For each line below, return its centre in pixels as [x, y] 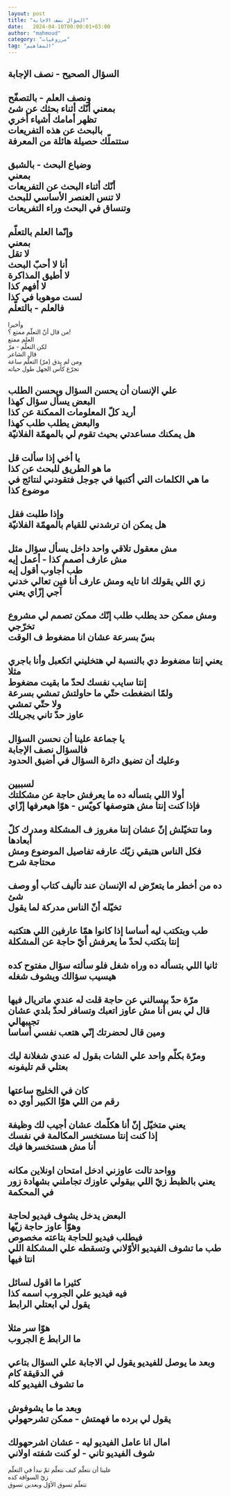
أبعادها [20, 840]
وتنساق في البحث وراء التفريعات [69, 208]
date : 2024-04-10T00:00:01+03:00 [59, 26]
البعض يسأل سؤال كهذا [52, 401]
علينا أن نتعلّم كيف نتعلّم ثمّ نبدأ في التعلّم [60, 1470]
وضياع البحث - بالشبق [50, 165]
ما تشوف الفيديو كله [46, 1384]
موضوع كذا [29, 490]
